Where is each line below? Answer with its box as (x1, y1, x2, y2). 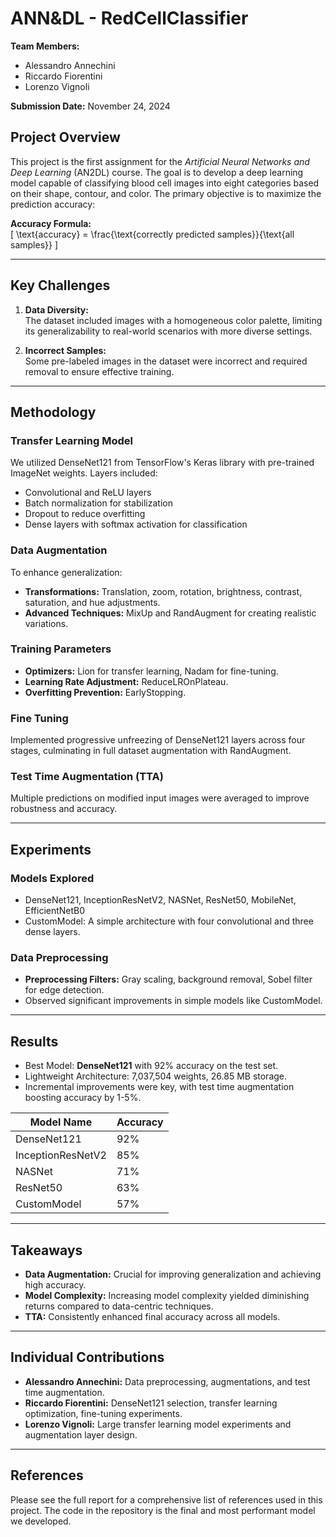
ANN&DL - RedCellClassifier (10, 7, 249, 30)
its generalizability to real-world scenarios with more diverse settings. (24, 325, 313, 337)
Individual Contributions (10, 1349, 165, 1366)
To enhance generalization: (10, 566, 123, 578)
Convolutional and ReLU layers (24, 487, 152, 499)
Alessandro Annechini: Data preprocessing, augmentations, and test (24, 1375, 311, 1387)
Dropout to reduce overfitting (24, 508, 146, 520)
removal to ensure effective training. (24, 365, 175, 377)
